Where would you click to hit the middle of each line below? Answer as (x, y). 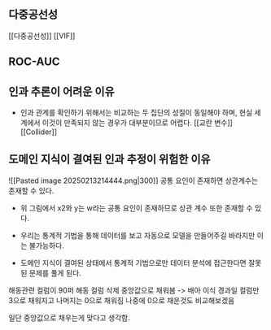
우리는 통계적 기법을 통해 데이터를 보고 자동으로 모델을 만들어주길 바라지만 (138, 235)
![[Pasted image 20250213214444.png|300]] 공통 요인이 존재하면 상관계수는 (133, 180)
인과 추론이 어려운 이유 (62, 91)
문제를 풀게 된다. (55, 273)
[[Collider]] (39, 132)
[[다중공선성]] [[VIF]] (42, 36)
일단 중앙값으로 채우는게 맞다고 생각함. (69, 317)
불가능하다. (47, 245)
